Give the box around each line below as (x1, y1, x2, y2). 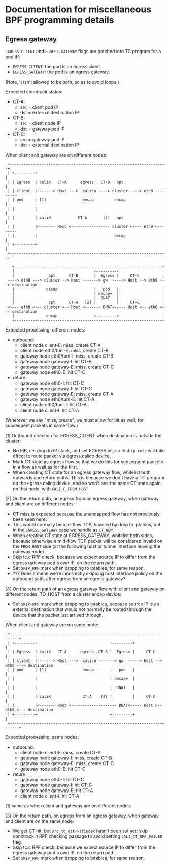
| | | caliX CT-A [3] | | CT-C (7, 694, 156, 699)
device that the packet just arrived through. (12, 612, 103, 618)
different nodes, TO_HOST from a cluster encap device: (5, 591, 122, 597)
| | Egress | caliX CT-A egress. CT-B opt (7, 180, 124, 185)
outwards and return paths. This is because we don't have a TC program (12, 475, 165, 480)
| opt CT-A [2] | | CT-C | (12, 300, 165, 305)
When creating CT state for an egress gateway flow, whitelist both (12, 469, 151, 475)
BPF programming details (5, 14, 114, 26)
